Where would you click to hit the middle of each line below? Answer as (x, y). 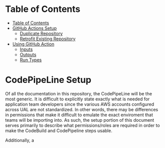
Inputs (26, 49)
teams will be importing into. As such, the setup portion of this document (80, 120)
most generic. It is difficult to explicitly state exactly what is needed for (78, 99)
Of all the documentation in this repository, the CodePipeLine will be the (79, 93)
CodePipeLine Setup (48, 80)
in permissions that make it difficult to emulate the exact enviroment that (79, 115)
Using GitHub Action (33, 44)
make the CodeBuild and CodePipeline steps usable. (59, 131)
